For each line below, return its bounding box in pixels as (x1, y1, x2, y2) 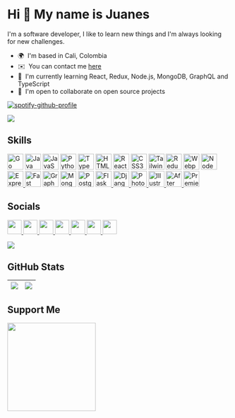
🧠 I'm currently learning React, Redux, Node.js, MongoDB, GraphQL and (17, 72, 229, 80)
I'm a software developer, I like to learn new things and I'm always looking (7, 30, 222, 38)
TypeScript (17, 79, 50, 88)
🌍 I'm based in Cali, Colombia (17, 51, 107, 59)
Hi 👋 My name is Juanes (7, 6, 150, 23)
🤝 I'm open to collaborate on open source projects (17, 87, 166, 95)
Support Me (7, 304, 61, 316)
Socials (7, 201, 41, 213)
